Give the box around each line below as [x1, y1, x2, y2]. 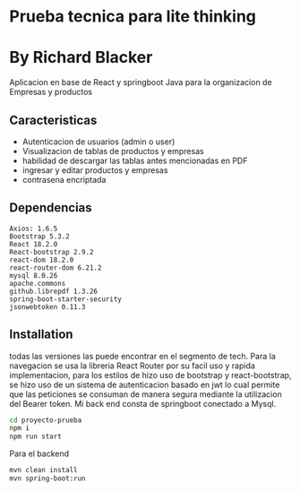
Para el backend [9, 448, 70, 459]
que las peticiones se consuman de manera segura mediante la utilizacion [9, 388, 282, 400]
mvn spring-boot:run [9, 474, 87, 483]
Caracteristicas [9, 112, 98, 127]
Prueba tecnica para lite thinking [9, 6, 257, 27]
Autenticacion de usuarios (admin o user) [21, 136, 176, 147]
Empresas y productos [9, 87, 92, 98]
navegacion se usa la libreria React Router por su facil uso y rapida [9, 360, 255, 371]
